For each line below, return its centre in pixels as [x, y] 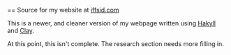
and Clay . [21, 31]
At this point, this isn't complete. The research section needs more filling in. [116, 44]
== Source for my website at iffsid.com [64, 10]
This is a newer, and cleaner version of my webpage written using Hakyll [112, 23]
